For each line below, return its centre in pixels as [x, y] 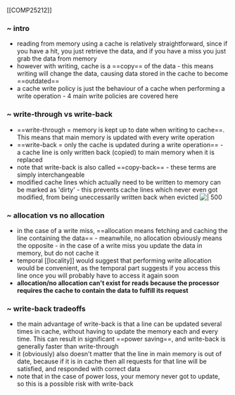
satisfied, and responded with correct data [78, 369]
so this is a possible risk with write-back [75, 384]
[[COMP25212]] [29, 10]
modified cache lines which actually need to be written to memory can [119, 182]
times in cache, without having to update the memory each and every [118, 332]
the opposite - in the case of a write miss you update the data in [109, 245]
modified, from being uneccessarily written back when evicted [107, 197]
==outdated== [38, 81]
